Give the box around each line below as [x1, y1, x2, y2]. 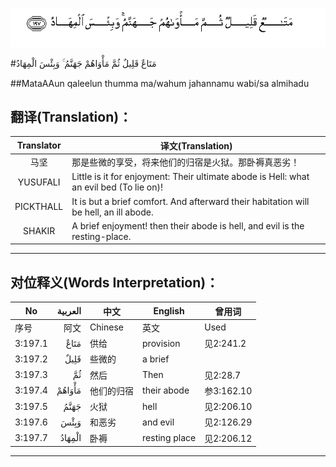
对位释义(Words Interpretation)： [10, 274, 220, 291]
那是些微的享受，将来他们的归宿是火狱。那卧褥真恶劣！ [71, 156, 300, 168]
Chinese [89, 321, 124, 333]
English [153, 305, 185, 317]
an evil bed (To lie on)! [71, 181, 163, 193]
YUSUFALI [17, 176, 61, 188]
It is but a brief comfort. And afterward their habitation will [71, 195, 310, 207]
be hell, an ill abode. [71, 206, 154, 218]
